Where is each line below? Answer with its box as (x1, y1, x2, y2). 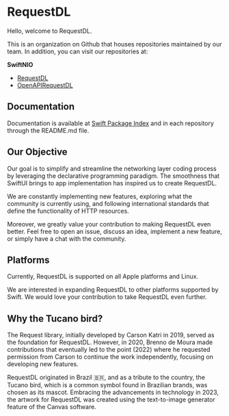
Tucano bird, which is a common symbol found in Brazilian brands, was (7, 381, 208, 389)
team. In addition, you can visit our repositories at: (7, 47, 148, 55)
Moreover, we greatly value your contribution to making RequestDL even (7, 220, 211, 228)
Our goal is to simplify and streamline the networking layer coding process (7, 164, 217, 172)
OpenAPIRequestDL (16, 81, 73, 89)
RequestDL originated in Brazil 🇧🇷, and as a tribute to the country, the (7, 374, 205, 382)
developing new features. (7, 360, 79, 368)
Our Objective (7, 146, 68, 158)
